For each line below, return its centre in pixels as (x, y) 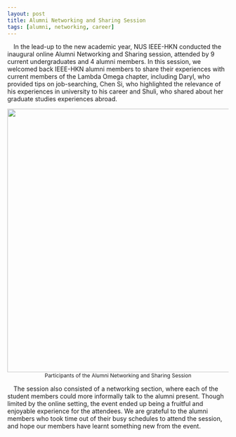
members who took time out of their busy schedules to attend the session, (115, 419)
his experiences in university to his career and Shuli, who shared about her (115, 91)
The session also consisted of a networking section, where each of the (116, 389)
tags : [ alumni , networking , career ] (61, 27)
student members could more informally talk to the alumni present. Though (116, 396)
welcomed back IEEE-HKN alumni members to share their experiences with (116, 69)
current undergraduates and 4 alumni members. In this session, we (104, 62)
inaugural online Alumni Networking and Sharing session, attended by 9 (111, 54)
